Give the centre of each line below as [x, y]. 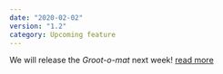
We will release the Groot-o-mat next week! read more [111, 60]
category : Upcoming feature [63, 34]
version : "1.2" [38, 26]
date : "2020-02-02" [46, 18]
